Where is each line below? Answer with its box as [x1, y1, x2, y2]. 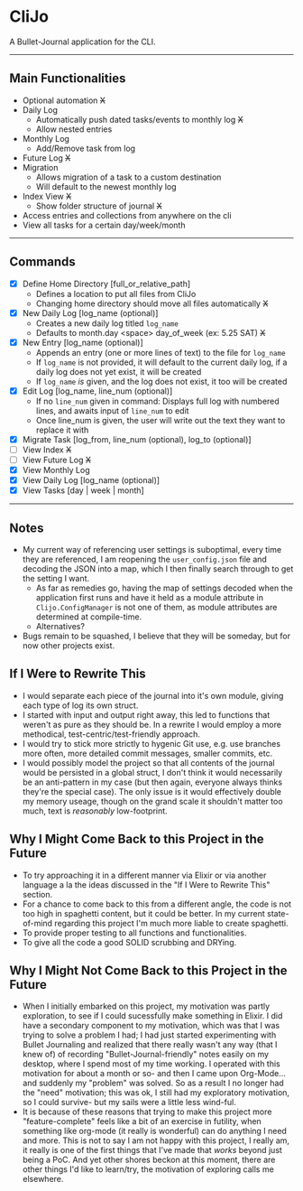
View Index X [22, 444, 72, 455]
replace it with [35, 424, 89, 435]
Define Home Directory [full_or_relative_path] [22, 278, 191, 289]
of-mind [22, 917, 52, 928]
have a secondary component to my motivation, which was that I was [22, 1020, 280, 1031]
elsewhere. [22, 1174, 64, 1185]
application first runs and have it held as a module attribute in [35, 592, 264, 602]
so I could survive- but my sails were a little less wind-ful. [22, 1097, 236, 1108]
